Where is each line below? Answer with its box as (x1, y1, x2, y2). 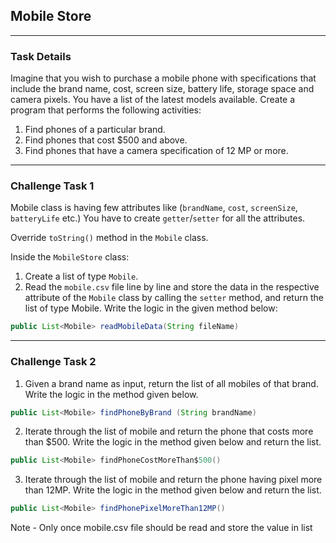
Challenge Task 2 (10, 355, 97, 369)
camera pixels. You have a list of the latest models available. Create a (10, 94, 296, 106)
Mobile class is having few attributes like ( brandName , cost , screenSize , (10, 202, 298, 214)
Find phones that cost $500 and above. (24, 134, 188, 146)
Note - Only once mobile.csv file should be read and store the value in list (10, 522, 313, 534)
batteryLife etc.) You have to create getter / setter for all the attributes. (10, 212, 306, 224)
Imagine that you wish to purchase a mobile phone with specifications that (10, 72, 317, 84)
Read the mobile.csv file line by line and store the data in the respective (24, 281, 320, 293)
